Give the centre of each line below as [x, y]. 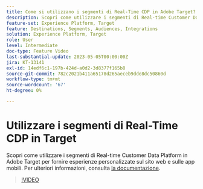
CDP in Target [41, 139]
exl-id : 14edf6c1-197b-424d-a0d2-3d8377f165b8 [66, 68]
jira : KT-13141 [25, 62]
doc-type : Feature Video [37, 51]
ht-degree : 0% [24, 91]
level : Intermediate [32, 46]
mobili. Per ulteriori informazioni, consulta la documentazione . [83, 168]
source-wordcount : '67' [36, 85]
